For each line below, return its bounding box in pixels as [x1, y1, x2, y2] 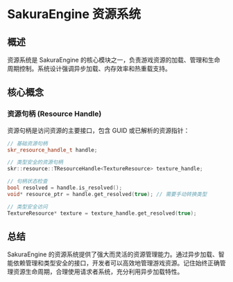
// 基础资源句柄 [7, 140, 48, 147]
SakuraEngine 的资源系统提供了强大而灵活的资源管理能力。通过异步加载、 [7, 250, 218, 258]
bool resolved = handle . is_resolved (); [7, 184, 123, 191]
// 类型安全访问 [7, 203, 48, 210]
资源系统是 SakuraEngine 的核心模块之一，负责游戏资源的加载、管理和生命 [7, 56, 221, 64]
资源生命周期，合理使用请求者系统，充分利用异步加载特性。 [12, 267, 184, 276]
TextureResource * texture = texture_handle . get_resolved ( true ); [7, 209, 197, 217]
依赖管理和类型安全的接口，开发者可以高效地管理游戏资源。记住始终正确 [12, 259, 220, 267]
